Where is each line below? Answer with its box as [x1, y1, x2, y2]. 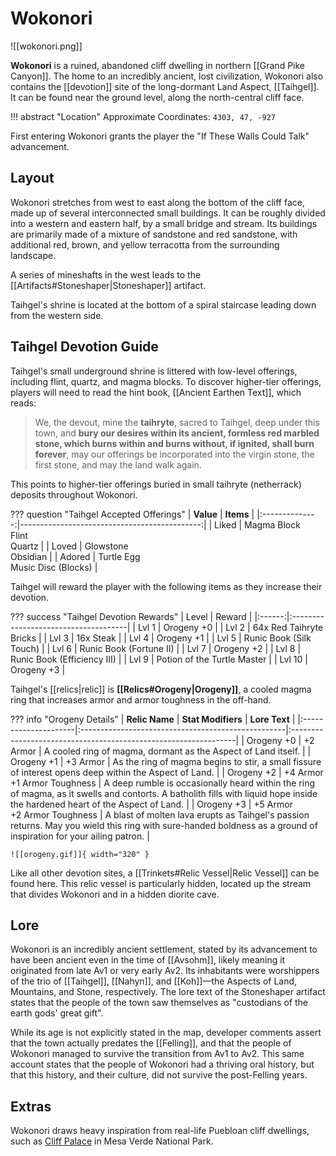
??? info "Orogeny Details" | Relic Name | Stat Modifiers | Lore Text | [10, 713, 296, 725]
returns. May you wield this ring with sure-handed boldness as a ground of [10, 819, 318, 831]
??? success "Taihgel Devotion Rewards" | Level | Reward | [10, 610, 253, 622]
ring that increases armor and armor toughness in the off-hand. [10, 693, 272, 706]
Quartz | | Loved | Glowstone [10, 540, 129, 552]
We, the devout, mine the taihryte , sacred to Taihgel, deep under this [34, 416, 320, 428]
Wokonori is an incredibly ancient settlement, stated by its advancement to [10, 943, 318, 956]
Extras [10, 1098, 52, 1115]
